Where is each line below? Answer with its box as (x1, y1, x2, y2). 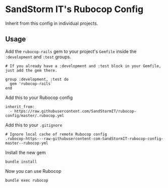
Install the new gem (5, 149, 46, 155)
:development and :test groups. (5, 54, 72, 60)
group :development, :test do (5, 77, 69, 82)
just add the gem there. (5, 68, 58, 73)
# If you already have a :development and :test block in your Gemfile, (5, 63, 161, 69)
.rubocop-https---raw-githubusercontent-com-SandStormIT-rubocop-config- (5, 136, 164, 141)
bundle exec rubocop (5, 178, 49, 183)
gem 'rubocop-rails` (10, 81, 53, 86)
